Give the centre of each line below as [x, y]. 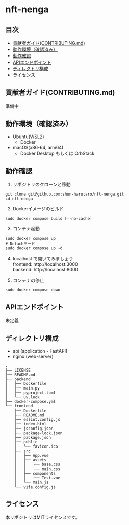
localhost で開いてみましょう [43, 259]
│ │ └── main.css [37, 469]
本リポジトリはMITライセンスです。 [43, 517]
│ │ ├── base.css [37, 465]
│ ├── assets [31, 460]
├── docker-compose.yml [31, 402]
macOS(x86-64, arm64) [38, 147]
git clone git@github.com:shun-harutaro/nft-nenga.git [65, 194]
